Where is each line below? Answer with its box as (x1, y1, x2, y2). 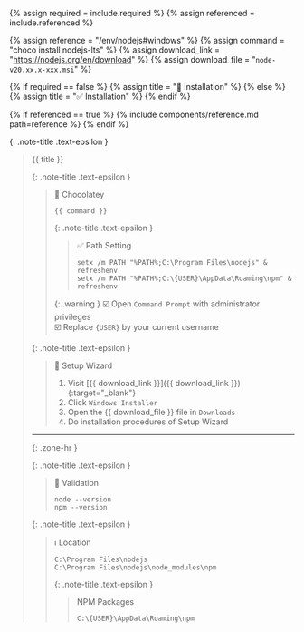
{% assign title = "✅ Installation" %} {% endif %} (9, 91, 192, 102)
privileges (53, 312, 91, 322)
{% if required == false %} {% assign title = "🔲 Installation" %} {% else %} (9, 82, 287, 92)
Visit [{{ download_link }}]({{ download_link (67, 378, 229, 388)
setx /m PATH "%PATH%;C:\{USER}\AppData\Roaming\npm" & (76, 274, 292, 283)
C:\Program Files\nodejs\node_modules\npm (53, 563, 217, 572)
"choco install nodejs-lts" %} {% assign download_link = (9, 44, 220, 55)
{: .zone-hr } (31, 442, 79, 452)
